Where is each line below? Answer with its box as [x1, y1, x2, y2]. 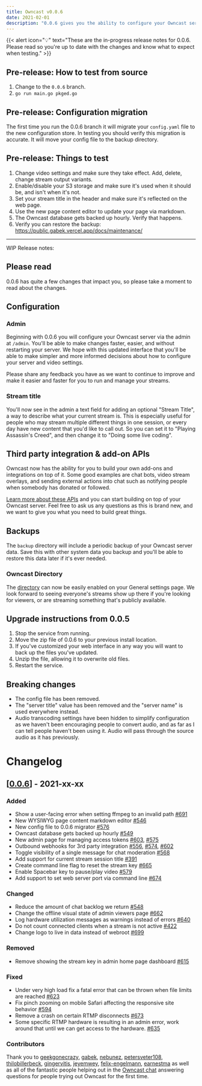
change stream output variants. [14, 175, 93, 183]
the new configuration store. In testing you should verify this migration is [6, 130, 186, 136]
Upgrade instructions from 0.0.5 [6, 614, 130, 624]
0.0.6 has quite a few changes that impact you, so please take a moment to [6, 278, 192, 285]
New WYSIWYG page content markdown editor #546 [14, 817, 147, 824]
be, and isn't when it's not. [14, 188, 81, 196]
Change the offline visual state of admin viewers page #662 [14, 909, 164, 917]
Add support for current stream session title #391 [14, 855, 137, 862]
